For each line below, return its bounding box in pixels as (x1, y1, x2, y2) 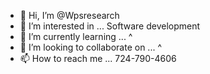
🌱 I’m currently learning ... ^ (19, 31, 133, 42)
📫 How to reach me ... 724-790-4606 (19, 53, 177, 64)
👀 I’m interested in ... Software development (19, 20, 201, 32)
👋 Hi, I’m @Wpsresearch (19, 10, 120, 21)
